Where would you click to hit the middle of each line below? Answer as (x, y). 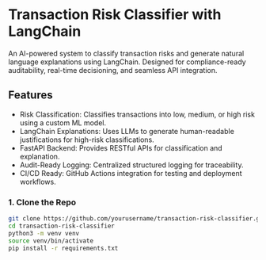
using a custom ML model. (63, 122)
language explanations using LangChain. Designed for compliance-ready (127, 62)
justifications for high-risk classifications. (87, 140)
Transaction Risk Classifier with (115, 15)
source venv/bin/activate (51, 241)
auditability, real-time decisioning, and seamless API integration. (113, 70)
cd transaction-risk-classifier (61, 226)
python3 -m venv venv (44, 233)
